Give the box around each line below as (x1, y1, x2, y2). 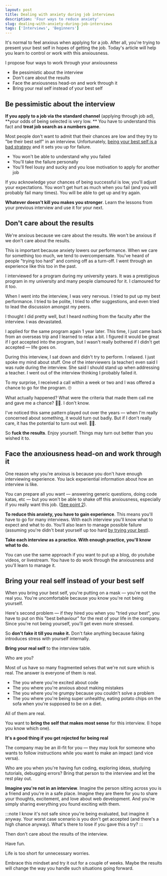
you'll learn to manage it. (5, 562, 56, 568)
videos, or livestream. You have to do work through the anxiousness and (5, 557, 154, 563)
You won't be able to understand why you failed (12, 153, 111, 160)
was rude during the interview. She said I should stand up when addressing (5, 364, 160, 370)
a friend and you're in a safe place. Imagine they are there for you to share (5, 791, 158, 797)
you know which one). (5, 725, 51, 731)
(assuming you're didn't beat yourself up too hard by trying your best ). (5, 527, 150, 533)
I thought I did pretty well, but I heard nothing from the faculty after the (5, 313, 151, 319)
